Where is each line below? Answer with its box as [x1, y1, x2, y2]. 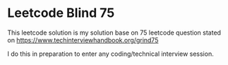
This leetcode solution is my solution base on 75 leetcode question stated [7, 28, 221, 37]
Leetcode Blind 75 [7, 5, 115, 21]
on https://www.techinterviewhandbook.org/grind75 [7, 35, 159, 44]
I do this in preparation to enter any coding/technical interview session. [7, 49, 214, 58]
